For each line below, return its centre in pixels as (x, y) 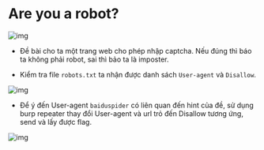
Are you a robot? (64, 14)
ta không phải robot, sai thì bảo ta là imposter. (94, 59)
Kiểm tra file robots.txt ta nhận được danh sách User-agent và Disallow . (138, 74)
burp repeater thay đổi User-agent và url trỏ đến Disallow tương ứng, (131, 113)
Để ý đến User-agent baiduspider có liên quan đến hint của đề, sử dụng (137, 105)
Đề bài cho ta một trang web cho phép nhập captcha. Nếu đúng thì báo (136, 51)
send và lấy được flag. (56, 122)
